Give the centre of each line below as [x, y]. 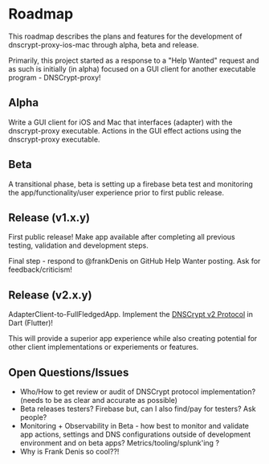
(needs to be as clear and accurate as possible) [99, 400]
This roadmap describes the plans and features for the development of [125, 36]
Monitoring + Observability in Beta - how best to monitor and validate [134, 426]
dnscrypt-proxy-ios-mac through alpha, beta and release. [104, 44]
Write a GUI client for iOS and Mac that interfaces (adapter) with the [120, 122]
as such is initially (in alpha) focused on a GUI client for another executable [132, 68]
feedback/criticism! [40, 269]
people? [33, 417]
